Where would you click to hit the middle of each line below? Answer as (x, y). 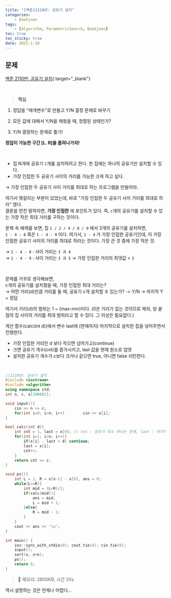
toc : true (16, 34)
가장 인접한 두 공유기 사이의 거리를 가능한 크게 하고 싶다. (68, 176)
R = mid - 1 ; (46, 512)
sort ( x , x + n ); (29, 555)
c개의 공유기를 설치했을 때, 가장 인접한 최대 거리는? (56, 285)
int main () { (19, 540)
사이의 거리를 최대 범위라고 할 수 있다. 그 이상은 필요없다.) (77, 315)
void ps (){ (17, 474)
